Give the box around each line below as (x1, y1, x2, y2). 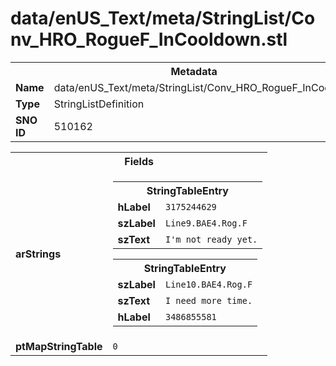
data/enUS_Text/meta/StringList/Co (10, 7, 316, 30)
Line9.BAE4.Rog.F (164, 217, 248, 229)
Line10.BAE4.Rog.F (164, 278, 253, 290)
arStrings (15, 247, 62, 261)
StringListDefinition (53, 97, 145, 111)
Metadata (170, 64, 218, 78)
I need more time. (164, 295, 253, 306)
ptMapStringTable (15, 339, 103, 353)
